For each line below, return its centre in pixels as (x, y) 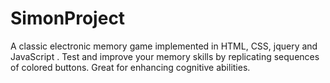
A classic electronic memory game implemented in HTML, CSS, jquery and (164, 46)
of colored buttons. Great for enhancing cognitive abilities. (130, 67)
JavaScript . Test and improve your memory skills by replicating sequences (165, 56)
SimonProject (68, 18)
